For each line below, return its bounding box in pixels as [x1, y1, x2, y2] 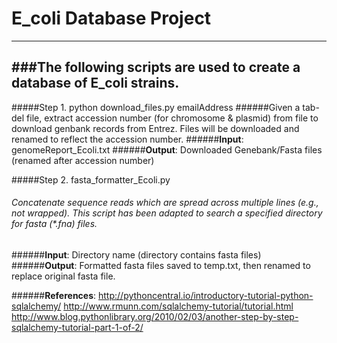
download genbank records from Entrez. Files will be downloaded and [11, 122, 300, 134]
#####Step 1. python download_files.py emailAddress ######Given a [11, 101, 301, 113]
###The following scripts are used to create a [11, 59, 301, 76]
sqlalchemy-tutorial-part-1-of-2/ [11, 321, 144, 333]
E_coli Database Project [11, 7, 212, 30]
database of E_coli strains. [11, 75, 180, 92]
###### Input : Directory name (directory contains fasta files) [11, 248, 262, 261]
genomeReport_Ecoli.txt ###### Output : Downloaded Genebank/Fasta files [11, 143, 323, 156]
